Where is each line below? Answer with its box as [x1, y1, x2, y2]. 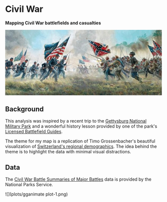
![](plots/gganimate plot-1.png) [5, 191, 68, 197]
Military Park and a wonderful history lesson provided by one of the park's [5, 123, 158, 130]
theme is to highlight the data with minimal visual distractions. [5, 149, 132, 155]
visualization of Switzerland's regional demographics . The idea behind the [5, 143, 157, 149]
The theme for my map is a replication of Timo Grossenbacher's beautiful [5, 138, 156, 144]
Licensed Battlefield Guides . [5, 129, 63, 135]
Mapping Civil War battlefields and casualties [5, 20, 101, 26]
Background [5, 105, 44, 114]
